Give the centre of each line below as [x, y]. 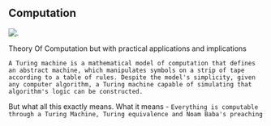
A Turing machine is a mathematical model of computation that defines [132, 63]
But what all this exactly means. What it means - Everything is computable [133, 106]
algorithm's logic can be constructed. [76, 91]
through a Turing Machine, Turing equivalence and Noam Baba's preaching [136, 114]
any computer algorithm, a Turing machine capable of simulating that [130, 84]
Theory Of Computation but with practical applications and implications [128, 48]
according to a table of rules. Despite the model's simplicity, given [132, 77]
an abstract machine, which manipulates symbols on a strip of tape [127, 70]
